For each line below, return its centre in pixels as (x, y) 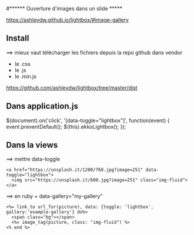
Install (18, 38)
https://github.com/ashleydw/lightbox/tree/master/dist (72, 88)
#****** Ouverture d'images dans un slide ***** (64, 9)
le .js (20, 70)
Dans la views (32, 145)
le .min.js (26, 76)
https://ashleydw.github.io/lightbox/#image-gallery (68, 20)
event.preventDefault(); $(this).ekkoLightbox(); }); (66, 126)
